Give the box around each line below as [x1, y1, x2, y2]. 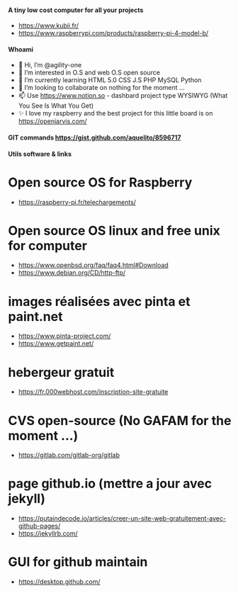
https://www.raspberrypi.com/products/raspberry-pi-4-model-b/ [18, 29, 209, 38]
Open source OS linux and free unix [8, 222, 220, 239]
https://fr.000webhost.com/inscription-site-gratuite [18, 388, 169, 396]
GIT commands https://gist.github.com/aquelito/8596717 [8, 133, 181, 142]
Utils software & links [8, 149, 72, 158]
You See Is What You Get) [18, 101, 94, 110]
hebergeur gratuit [8, 364, 115, 380]
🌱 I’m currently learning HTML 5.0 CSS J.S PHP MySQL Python [18, 76, 202, 84]
